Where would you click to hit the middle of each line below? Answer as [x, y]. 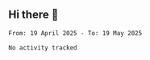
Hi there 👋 [33, 15]
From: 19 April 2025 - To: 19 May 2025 [75, 33]
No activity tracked [43, 48]
